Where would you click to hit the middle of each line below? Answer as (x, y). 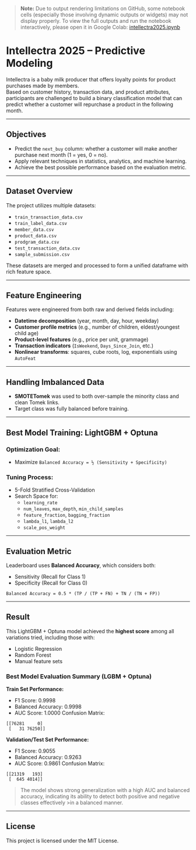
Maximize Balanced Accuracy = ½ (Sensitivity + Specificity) (91, 462)
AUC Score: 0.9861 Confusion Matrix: (60, 763)
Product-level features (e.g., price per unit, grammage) (81, 340)
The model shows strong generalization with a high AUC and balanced (105, 790)
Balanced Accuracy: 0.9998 (48, 707)
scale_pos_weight (44, 528)
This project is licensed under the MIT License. (62, 841)
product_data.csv (36, 236)
